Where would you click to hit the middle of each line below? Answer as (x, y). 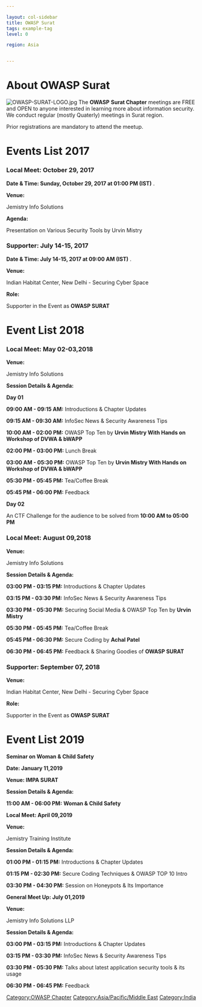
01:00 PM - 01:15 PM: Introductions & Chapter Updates (75, 862)
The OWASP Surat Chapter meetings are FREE (137, 102)
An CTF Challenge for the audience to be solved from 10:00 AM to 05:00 (97, 516)
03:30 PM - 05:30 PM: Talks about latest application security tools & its (96, 967)
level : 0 (17, 34)
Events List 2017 (48, 151)
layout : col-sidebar (32, 17)
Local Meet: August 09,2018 (49, 538)
